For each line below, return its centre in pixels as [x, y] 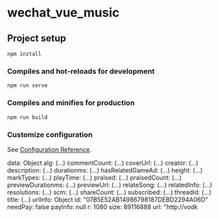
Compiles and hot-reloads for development [81, 71]
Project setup [37, 38]
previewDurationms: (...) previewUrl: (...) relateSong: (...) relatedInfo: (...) [110, 185]
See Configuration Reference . [49, 149]
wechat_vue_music [63, 13]
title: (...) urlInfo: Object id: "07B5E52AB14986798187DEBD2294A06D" [108, 199]
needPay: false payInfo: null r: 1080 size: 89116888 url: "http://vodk [103, 207]
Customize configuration [50, 135]
